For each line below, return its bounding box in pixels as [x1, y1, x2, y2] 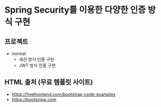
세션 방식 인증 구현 [18, 56, 54, 62]
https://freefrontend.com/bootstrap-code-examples [11, 91, 116, 97]
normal [11, 51, 26, 56]
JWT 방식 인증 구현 [18, 63, 56, 68]
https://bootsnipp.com [11, 96, 57, 102]
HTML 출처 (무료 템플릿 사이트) [4, 78, 93, 87]
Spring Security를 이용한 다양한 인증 [4, 4, 146, 16]
